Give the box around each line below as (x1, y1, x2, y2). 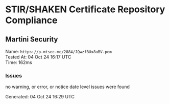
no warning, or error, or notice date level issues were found (5, 84, 130, 90)
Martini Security (5, 35, 58, 44)
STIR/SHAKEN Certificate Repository (5, 4, 165, 15)
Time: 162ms (5, 59, 32, 65)
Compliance (5, 14, 58, 26)
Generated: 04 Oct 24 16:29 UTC (5, 94, 75, 100)
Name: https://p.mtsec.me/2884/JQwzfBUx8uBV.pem (5, 49, 112, 54)
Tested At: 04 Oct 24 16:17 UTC (5, 54, 71, 60)
